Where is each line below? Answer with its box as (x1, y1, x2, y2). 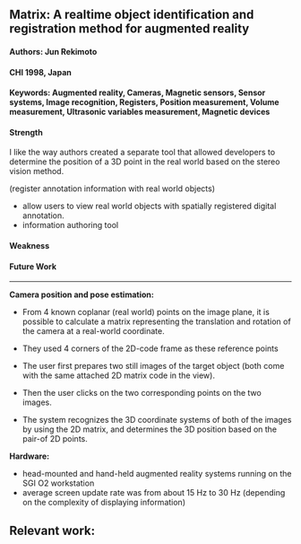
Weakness (9, 240, 50, 250)
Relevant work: (9, 522, 96, 538)
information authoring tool (21, 220, 119, 231)
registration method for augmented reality (9, 22, 250, 37)
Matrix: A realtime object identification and (9, 7, 254, 22)
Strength (9, 127, 43, 137)
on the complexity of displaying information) (21, 497, 186, 508)
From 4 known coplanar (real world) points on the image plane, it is (21, 307, 271, 318)
